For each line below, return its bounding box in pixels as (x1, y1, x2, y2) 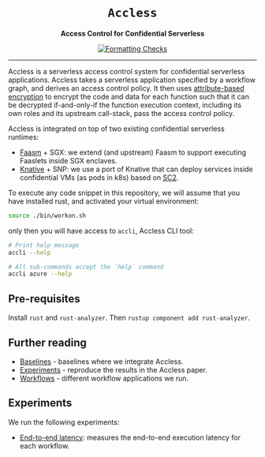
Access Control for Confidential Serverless (60, 28, 205, 38)
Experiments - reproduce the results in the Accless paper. (19, 365, 207, 374)
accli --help (8, 249, 51, 257)
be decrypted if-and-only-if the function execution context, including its (8, 100, 242, 110)
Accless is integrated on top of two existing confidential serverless (8, 124, 225, 133)
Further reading (8, 335, 87, 349)
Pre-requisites (8, 292, 80, 305)
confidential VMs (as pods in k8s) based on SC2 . (19, 172, 179, 182)
